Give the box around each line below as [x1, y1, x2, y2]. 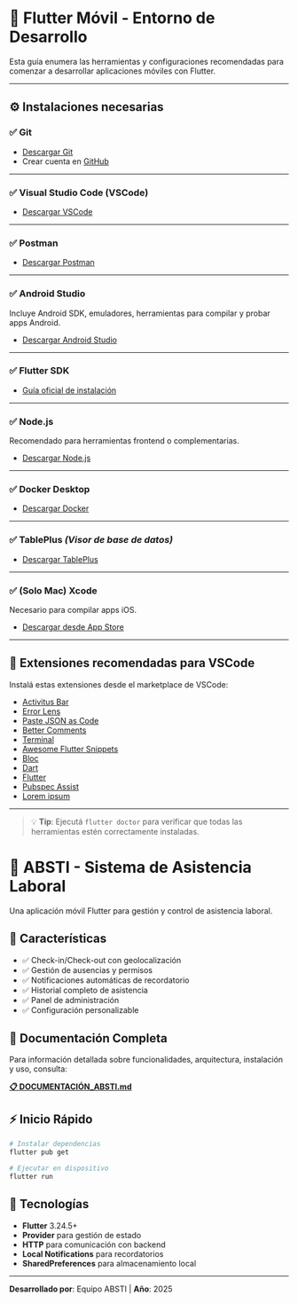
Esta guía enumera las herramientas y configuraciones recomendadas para [9, 56, 284, 67]
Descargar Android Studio [21, 334, 118, 345]
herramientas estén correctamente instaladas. [30, 826, 200, 836]
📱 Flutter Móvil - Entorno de [9, 8, 216, 28]
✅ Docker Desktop [9, 483, 90, 496]
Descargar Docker [21, 503, 90, 514]
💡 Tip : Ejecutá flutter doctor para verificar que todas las [30, 816, 243, 827]
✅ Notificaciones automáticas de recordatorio [21, 975, 190, 985]
